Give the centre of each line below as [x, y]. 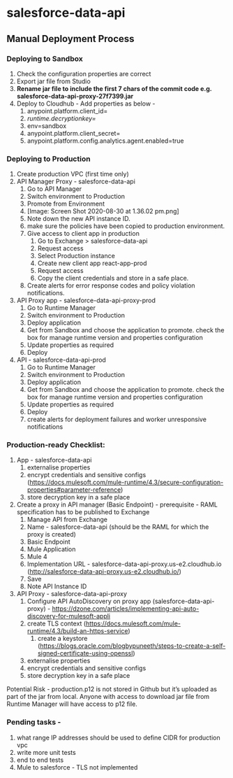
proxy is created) [51, 535]
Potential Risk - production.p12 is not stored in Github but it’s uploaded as [112, 689]
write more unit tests [46, 752]
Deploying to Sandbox [45, 59]
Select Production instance [76, 256]
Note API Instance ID [57, 586]
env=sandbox [47, 126]
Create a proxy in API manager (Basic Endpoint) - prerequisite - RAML [117, 504]
